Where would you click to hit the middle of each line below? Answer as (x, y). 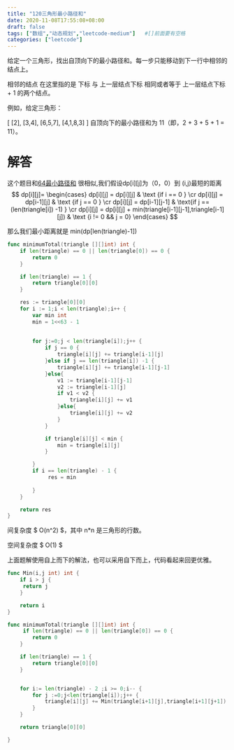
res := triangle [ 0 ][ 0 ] (53, 303)
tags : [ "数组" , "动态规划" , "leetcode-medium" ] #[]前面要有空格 (96, 33)
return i (32, 605)
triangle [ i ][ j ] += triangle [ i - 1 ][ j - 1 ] (114, 367)
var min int (50, 315)
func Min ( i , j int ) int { (43, 574)
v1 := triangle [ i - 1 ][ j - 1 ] (95, 380)
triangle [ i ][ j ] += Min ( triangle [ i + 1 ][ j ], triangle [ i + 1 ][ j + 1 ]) (136, 702)
